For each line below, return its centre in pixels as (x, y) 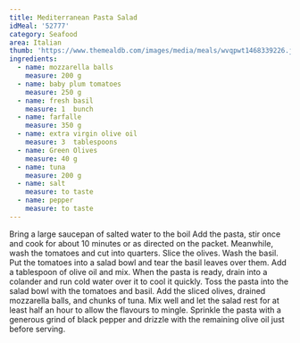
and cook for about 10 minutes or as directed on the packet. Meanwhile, (142, 243)
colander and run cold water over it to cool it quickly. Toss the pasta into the (149, 281)
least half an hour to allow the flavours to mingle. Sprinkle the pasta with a (145, 310)
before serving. (37, 329)
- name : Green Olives (58, 150)
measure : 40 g (51, 159)
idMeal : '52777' (39, 26)
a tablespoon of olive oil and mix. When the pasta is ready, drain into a (138, 272)
